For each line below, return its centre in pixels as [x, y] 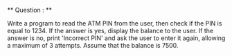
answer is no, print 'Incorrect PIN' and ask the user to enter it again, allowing [116, 38]
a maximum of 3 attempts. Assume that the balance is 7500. [93, 45]
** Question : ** [30, 10]
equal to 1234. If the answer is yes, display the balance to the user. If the [110, 31]
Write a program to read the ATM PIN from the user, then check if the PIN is [115, 23]
